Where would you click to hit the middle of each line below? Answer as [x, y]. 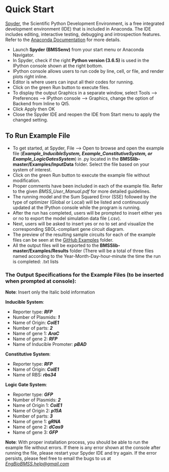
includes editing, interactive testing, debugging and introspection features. [83, 34]
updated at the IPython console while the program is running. [77, 208]
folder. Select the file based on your [112, 164]
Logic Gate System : [26, 385]
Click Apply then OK [33, 109]
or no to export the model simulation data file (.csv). [67, 218]
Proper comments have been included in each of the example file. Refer [88, 186]
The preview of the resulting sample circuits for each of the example [84, 234]
